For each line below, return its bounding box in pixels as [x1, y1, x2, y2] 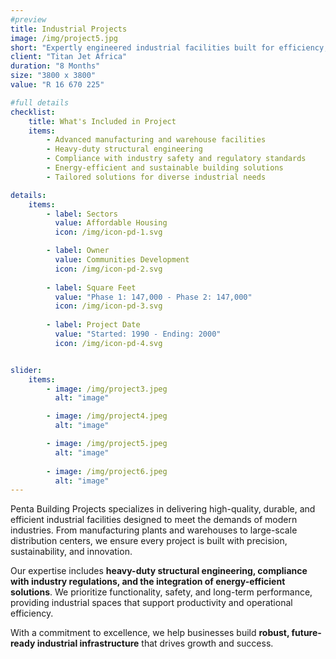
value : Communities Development [54, 255, 190, 265]
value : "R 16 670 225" [10, 80, 105, 90]
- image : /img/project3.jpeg [46, 384, 168, 394]
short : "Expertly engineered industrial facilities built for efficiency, [10, 42, 329, 53]
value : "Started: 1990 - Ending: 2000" [54, 329, 222, 339]
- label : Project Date [46, 320, 141, 330]
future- [291, 627, 322, 639]
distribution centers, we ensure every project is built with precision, [10, 535, 288, 547]
